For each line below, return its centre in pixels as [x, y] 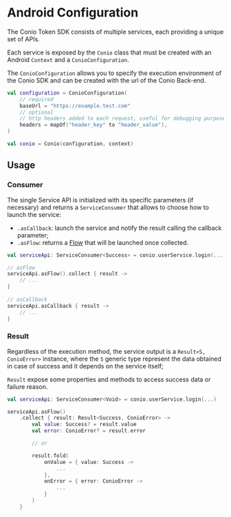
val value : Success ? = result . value [84, 425]
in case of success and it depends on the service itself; [85, 366]
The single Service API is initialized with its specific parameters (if [100, 200]
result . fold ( [51, 456]
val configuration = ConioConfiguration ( [67, 93]
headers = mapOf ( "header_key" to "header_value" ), [93, 125]
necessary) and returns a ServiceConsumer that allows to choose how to [108, 207]
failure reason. [27, 386]
